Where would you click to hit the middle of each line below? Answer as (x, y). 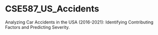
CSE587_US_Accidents (52, 9)
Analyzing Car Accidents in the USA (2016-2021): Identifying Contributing (79, 22)
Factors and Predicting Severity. (38, 27)
